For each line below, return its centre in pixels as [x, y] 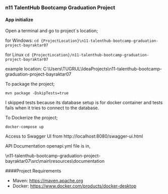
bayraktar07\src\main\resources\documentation [55, 161]
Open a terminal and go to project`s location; [52, 31]
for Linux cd [17, 55]
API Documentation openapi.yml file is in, [48, 146]
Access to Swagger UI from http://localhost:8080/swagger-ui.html [74, 136]
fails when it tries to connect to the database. [52, 108]
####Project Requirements [33, 171]
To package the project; [30, 84]
